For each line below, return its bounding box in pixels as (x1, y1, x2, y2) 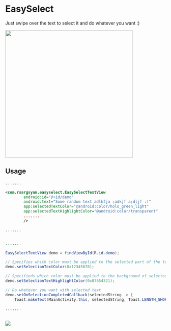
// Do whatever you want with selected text (5, 287, 101, 293)
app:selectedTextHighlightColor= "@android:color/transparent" (23, 209, 158, 214)
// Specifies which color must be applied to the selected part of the (5, 259, 160, 265)
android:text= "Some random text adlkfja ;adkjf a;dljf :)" (23, 199, 152, 204)
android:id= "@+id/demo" (23, 195, 74, 200)
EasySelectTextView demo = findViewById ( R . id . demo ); (5, 250, 120, 255)
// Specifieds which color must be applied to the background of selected (5, 274, 167, 279)
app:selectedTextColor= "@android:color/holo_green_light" (23, 204, 149, 209)
